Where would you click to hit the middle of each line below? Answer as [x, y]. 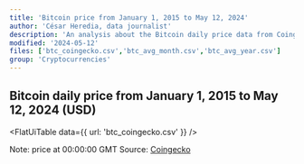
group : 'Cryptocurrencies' [60, 59]
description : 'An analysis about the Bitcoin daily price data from [141, 34]
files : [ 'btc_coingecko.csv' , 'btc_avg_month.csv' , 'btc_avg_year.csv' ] [145, 51]
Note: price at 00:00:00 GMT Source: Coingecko [100, 149]
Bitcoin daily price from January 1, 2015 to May [144, 96]
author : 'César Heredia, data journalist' [90, 26]
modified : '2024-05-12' [54, 43]
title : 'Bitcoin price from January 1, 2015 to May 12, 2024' [129, 18]
